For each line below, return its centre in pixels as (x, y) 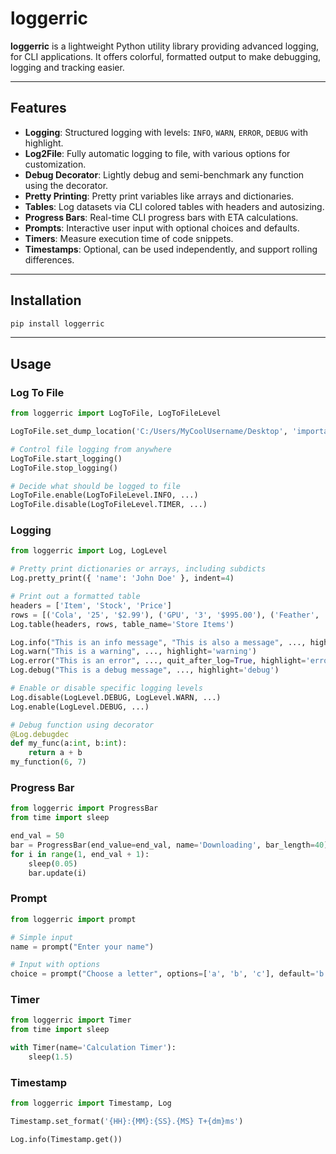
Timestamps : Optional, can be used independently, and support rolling (171, 249)
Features (38, 108)
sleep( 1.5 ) (51, 1057)
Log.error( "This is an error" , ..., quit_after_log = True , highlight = (158, 661)
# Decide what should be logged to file (96, 486)
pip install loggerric (57, 323)
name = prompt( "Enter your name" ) (82, 947)
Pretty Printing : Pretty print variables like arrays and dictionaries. (159, 196)
